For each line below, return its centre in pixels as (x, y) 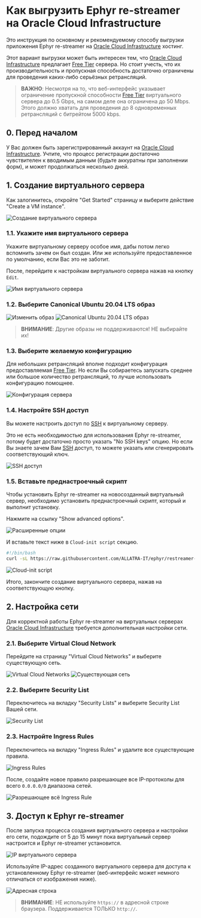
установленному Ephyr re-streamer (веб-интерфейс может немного (93, 873)
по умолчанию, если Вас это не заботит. (58, 259)
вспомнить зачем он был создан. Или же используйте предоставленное (99, 253)
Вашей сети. (22, 709)
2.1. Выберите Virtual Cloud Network (61, 643)
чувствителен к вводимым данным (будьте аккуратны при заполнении (97, 160)
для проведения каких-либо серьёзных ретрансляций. (77, 77)
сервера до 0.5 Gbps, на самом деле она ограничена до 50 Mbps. (105, 101)
